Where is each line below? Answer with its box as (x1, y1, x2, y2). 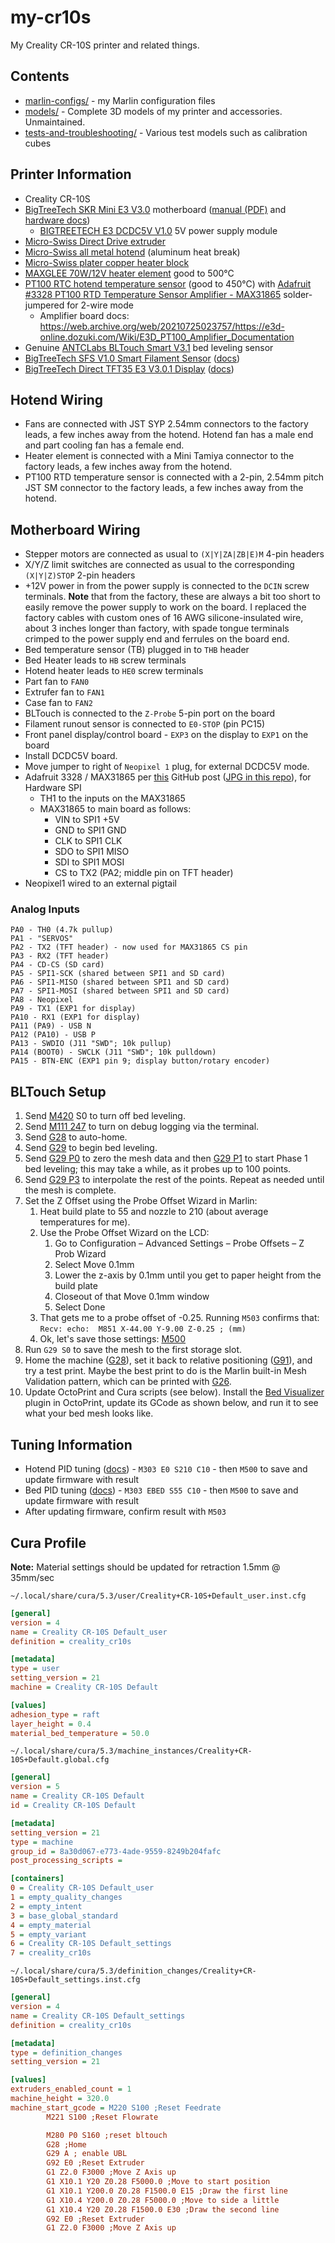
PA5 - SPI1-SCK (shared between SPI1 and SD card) (10, 969, 226, 979)
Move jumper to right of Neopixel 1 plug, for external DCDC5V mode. (24, 761, 310, 773)
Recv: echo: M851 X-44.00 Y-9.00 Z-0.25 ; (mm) (39, 1324, 247, 1335)
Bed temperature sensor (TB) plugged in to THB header (24, 644, 250, 656)
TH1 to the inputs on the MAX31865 (39, 792, 186, 805)
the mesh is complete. (24, 1184, 117, 1196)
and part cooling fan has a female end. (24, 439, 185, 451)
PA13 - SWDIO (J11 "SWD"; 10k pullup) (10, 1039, 172, 1049)
